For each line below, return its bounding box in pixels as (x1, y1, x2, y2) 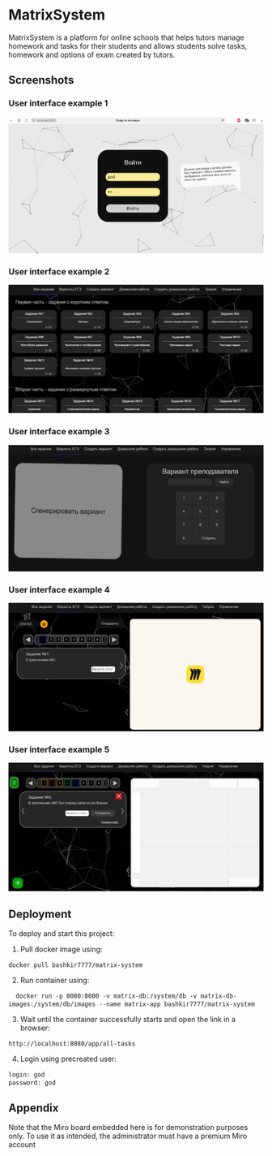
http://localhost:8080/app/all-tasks (8, 1040, 136, 1048)
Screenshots (8, 73, 74, 87)
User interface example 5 (8, 744, 110, 755)
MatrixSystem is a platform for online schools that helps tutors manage (8, 32, 244, 42)
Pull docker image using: (19, 944, 103, 955)
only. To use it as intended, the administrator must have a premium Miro (8, 1131, 248, 1141)
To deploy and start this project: (8, 929, 115, 938)
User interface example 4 (8, 584, 111, 595)
